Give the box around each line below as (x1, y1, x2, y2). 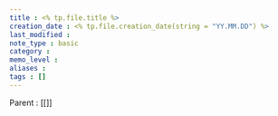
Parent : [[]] (9, 97, 53, 108)
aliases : (9, 64, 47, 73)
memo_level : (9, 55, 59, 64)
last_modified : (9, 30, 71, 39)
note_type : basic (9, 38, 79, 48)
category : (9, 47, 51, 56)
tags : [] (9, 72, 47, 82)
